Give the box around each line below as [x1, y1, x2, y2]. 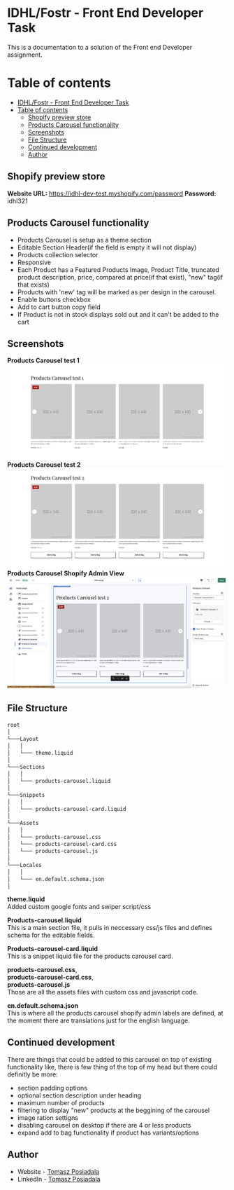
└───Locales [7, 861, 42, 868]
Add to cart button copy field [17, 303, 101, 311]
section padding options [17, 1083, 87, 1092]
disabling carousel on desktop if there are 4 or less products [17, 1121, 191, 1129]
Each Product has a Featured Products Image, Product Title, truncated [17, 265, 220, 274]
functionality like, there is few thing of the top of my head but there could [7, 1062, 218, 1071]
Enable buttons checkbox [17, 295, 91, 303]
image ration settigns [17, 1113, 79, 1122]
